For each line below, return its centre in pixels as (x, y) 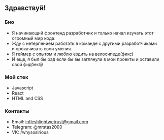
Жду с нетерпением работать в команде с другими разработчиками (84, 43)
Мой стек (16, 77)
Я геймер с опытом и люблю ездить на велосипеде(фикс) (73, 54)
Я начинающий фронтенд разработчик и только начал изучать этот (82, 33)
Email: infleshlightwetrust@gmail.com (50, 122)
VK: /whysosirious (30, 132)
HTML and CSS (27, 98)
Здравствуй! (25, 8)
